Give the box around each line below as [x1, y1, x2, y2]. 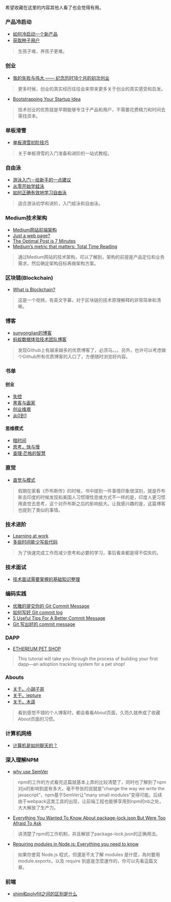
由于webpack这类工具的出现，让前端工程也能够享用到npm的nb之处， [17, 798, 164, 804]
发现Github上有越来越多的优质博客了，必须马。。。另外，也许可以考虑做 [17, 347, 166, 353]
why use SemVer [12, 768, 48, 774]
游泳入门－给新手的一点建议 [12, 177, 71, 183]
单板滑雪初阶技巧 [12, 139, 49, 145]
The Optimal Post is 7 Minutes [12, 238, 76, 244]
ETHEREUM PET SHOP [12, 645, 61, 652]
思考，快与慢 [12, 444, 40, 450]
